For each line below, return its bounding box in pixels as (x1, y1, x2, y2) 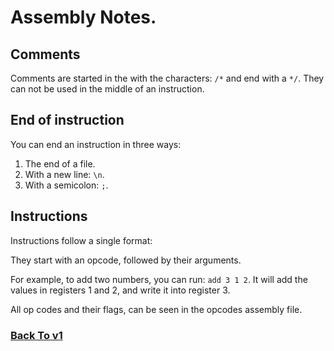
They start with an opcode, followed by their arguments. (10, 254, 242, 266)
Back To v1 (10, 328, 63, 342)
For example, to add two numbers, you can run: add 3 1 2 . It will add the (10, 273, 308, 285)
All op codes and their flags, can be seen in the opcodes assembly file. (10, 303, 303, 315)
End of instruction (10, 112, 125, 129)
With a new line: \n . (24, 168, 105, 180)
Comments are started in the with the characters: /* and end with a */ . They (10, 72, 325, 84)
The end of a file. (24, 157, 96, 170)
